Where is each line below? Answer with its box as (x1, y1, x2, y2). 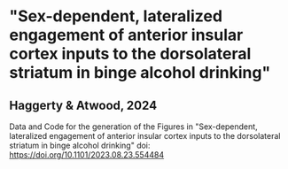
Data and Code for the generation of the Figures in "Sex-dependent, (9, 121, 259, 132)
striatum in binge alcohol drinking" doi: (9, 140, 151, 150)
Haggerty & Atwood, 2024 (9, 97, 158, 112)
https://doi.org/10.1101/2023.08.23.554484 (9, 150, 165, 160)
